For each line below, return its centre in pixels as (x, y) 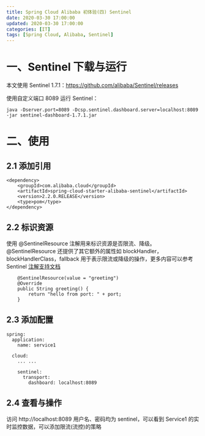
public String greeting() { (53, 289)
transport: (36, 377)
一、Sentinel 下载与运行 (67, 67)
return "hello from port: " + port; (75, 294)
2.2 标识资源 (30, 228)
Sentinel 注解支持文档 (34, 266)
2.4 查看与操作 (34, 403)
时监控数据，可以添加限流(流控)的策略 (54, 426)
